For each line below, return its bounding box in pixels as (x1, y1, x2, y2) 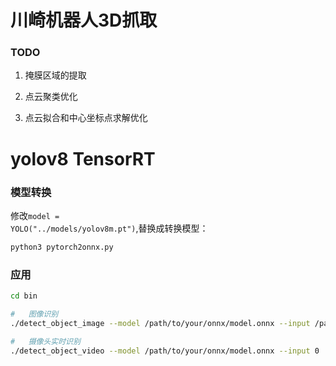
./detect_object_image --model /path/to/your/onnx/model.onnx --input (10, 318, 311, 328)
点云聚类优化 (24, 91, 78, 103)
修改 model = (10, 209, 60, 221)
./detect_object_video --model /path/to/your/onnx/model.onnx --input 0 (10, 346, 320, 356)
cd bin (10, 291, 38, 301)
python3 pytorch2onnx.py (10, 242, 114, 252)
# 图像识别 (10, 309, 59, 320)
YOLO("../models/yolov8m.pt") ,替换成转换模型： (10, 222, 209, 234)
